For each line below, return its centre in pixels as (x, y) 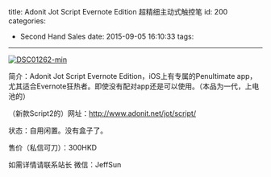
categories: (27, 21)
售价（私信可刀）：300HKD (53, 148)
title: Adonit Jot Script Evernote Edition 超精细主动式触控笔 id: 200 (118, 12)
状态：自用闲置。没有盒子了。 (58, 130)
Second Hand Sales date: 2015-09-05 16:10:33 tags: (107, 36)
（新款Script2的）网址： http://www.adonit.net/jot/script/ (102, 113)
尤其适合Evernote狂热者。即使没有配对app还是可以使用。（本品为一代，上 (130, 86)
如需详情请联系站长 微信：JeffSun (65, 165)
